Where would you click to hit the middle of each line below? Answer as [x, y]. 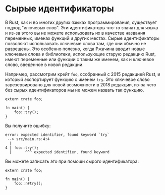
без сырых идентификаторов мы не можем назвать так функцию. [75, 90]
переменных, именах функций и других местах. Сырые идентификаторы [82, 38]
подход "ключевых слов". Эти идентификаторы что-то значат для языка [82, 27]
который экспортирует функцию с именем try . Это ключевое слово [78, 79]
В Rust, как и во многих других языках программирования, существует [81, 22]
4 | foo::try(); [22, 148]
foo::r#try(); [28, 183]
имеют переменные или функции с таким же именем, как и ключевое [80, 59]
